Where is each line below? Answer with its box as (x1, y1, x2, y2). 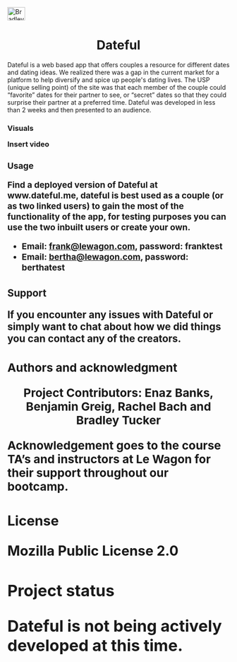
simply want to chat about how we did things (7, 320, 221, 333)
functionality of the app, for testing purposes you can (7, 211, 227, 223)
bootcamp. (7, 480, 69, 494)
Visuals (7, 123, 34, 133)
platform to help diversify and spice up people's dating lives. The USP (7, 75, 210, 84)
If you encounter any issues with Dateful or (7, 308, 214, 321)
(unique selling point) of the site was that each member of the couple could (7, 83, 226, 91)
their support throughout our (7, 465, 169, 480)
